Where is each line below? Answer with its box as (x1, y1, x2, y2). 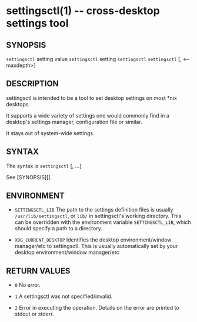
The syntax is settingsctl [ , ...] (6, 162, 82, 169)
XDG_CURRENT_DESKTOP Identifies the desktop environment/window (14, 236, 172, 243)
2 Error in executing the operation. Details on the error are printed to (14, 304, 179, 311)
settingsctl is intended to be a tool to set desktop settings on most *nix (6, 94, 178, 101)
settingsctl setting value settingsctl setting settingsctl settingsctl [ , (6, 56, 182, 62)
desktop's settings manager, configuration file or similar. (6, 118, 142, 125)
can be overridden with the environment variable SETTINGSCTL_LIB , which (14, 219, 191, 226)
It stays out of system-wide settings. (6, 129, 95, 136)
